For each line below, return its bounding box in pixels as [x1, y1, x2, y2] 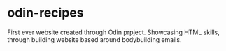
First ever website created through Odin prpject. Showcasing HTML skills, [7, 28, 220, 36]
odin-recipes [7, 5, 84, 21]
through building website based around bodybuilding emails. [7, 35, 182, 43]
